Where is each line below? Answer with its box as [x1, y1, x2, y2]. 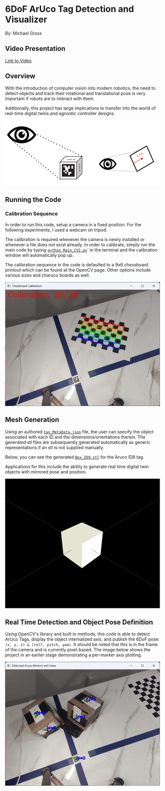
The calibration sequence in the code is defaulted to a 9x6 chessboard [5, 261, 148, 267]
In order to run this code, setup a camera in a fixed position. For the [5, 221, 141, 227]
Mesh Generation [5, 416, 59, 424]
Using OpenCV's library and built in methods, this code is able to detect [5, 631, 150, 637]
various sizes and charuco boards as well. [5, 272, 90, 278]
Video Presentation [5, 44, 65, 53]
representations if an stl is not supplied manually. [5, 444, 104, 450]
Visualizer [5, 14, 48, 25]
